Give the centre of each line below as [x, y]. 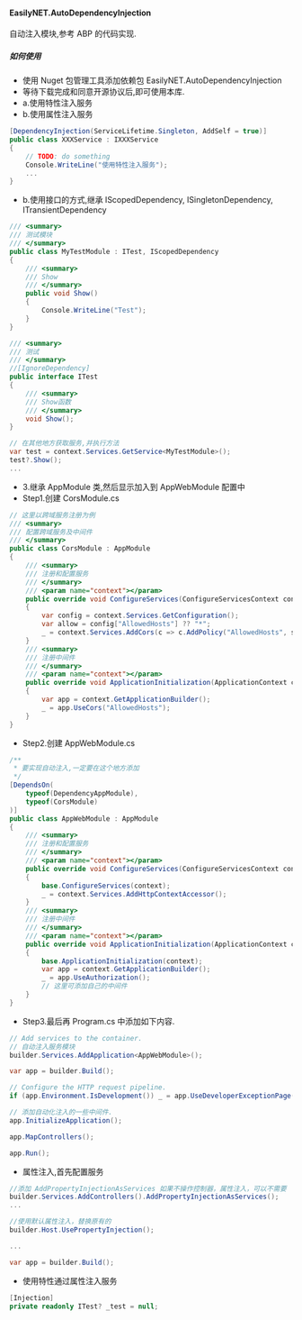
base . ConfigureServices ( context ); [106, 886]
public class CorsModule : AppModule [80, 549]
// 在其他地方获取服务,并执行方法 [64, 443]
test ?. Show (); [36, 460]
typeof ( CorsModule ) [62, 802]
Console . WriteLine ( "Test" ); [94, 311]
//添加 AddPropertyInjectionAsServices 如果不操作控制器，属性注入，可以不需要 [148, 1188]
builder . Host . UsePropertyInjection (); [82, 1230]
